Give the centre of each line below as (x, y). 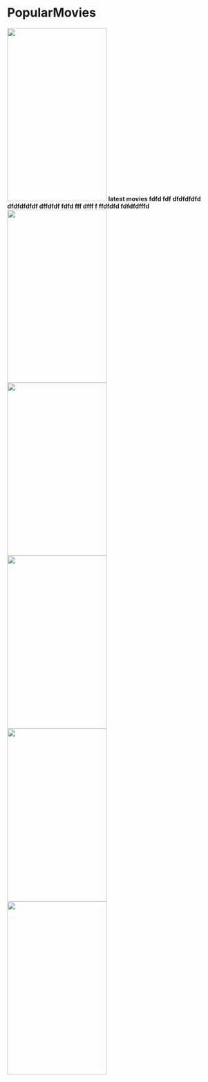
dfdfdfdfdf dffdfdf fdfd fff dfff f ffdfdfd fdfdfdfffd (78, 206)
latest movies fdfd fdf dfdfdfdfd (154, 199)
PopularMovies (52, 13)
